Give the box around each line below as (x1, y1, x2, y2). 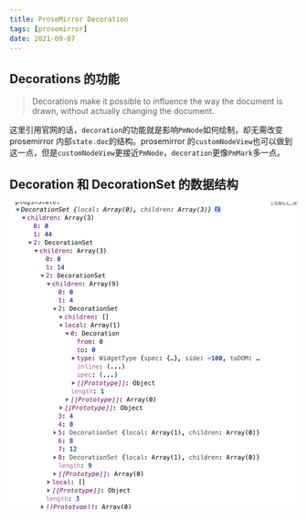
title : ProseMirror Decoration (9, 15, 129, 24)
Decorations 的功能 (9, 71, 121, 87)
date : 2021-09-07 (9, 34, 76, 43)
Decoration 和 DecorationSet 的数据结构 (9, 176, 239, 192)
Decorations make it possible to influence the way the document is (31, 96, 283, 107)
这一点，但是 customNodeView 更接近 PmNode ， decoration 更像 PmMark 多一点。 (9, 147, 285, 159)
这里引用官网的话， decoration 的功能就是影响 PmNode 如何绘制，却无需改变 (9, 124, 283, 136)
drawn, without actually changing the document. (31, 106, 215, 117)
